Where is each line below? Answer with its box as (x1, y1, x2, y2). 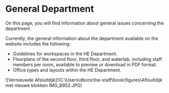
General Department (5, 3, 94, 15)
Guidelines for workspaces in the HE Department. (12, 51, 118, 57)
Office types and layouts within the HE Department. (12, 67, 121, 73)
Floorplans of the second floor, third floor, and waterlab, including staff (12, 56, 162, 62)
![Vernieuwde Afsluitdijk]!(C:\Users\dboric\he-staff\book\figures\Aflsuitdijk (5, 77, 163, 83)
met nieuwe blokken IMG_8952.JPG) (5, 82, 82, 88)
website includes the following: (5, 40, 71, 46)
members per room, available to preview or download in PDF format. (12, 61, 157, 67)
